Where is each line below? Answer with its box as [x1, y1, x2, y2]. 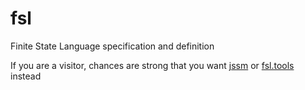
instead [10, 70, 42, 82]
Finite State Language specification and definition [10, 40, 215, 52]
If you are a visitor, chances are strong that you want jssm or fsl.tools [10, 59, 295, 71]
